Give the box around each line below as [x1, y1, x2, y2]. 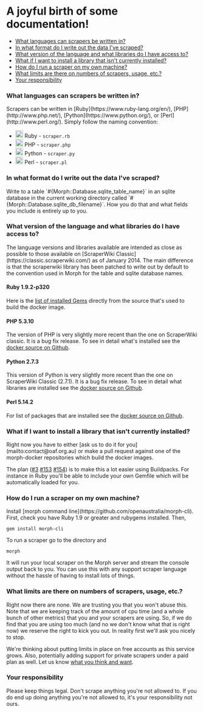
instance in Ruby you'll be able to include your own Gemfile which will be [6, 472, 189, 479]
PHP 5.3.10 [6, 317, 35, 325]
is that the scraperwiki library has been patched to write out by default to [6, 263, 189, 270]
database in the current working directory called [6, 194, 128, 202]
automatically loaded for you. [6, 478, 80, 485]
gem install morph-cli [6, 526, 64, 532]
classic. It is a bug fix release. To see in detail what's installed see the [6, 337, 181, 345]
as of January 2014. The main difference [92, 256, 193, 264]
